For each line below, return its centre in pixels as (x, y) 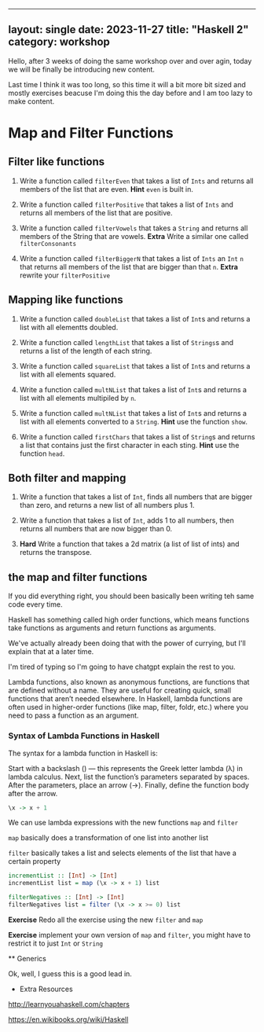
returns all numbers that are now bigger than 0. (96, 529)
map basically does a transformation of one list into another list (108, 838)
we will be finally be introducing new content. (82, 69)
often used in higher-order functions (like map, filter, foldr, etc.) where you (128, 707)
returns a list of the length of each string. (86, 351)
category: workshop (59, 42)
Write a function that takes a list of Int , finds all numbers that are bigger (136, 497)
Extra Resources (46, 989)
